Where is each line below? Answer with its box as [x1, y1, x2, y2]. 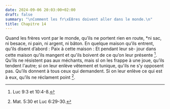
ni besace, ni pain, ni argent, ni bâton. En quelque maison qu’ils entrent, [5, 41, 154, 47]
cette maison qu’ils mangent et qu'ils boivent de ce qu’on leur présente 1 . [5, 51, 157, 58]
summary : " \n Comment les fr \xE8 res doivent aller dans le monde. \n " [5, 17, 153, 22]
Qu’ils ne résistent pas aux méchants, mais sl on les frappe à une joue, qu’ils [5, 57, 164, 63]
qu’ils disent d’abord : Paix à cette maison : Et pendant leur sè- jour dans [5, 46, 156, 52]
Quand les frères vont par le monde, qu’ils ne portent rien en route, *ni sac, [5, 35, 162, 41]
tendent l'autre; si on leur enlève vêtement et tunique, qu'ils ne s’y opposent [5, 62, 164, 68]
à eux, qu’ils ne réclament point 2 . [5, 73, 75, 80]
